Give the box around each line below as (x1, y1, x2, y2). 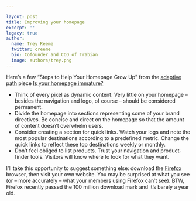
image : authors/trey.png (11, 57, 72, 63)
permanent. (14, 103, 43, 110)
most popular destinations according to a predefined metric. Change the (14, 134, 189, 141)
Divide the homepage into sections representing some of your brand (14, 110, 180, 117)
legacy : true (6, 30, 38, 36)
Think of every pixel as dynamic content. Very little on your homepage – (14, 91, 188, 98)
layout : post (6, 13, 38, 19)
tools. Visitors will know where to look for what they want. (30, 153, 170, 160)
